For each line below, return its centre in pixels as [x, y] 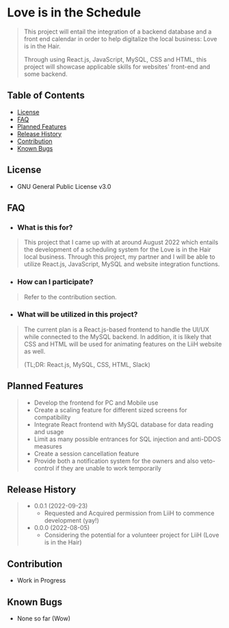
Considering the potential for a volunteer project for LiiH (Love [132, 535]
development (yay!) [71, 520]
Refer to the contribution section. [70, 297]
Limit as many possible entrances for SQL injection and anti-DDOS [127, 439]
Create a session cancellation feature [86, 453]
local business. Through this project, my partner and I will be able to [119, 257]
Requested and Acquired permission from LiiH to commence [129, 513]
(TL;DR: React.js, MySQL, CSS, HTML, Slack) [87, 364]
